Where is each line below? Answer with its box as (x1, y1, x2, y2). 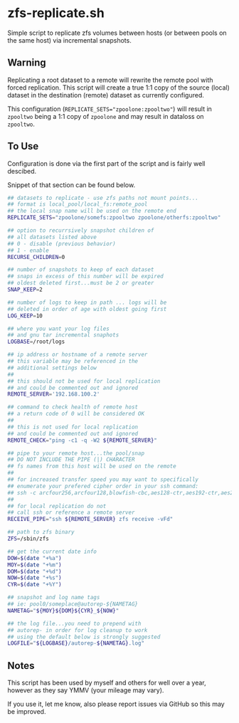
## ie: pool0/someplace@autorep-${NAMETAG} (7, 601, 139, 608)
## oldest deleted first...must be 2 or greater (7, 280, 154, 287)
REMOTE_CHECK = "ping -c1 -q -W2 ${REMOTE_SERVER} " (7, 436, 158, 444)
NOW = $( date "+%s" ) (7, 574, 62, 581)
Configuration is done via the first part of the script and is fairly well (7, 159, 206, 168)
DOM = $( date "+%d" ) (7, 568, 62, 575)
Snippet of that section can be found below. (7, 180, 136, 189)
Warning (7, 57, 46, 69)
